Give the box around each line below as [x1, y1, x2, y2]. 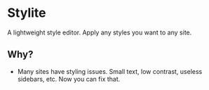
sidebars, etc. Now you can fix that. [17, 75, 121, 83]
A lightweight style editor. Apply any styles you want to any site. [7, 28, 192, 37]
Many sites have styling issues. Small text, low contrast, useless [17, 67, 203, 75]
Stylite [7, 5, 46, 21]
